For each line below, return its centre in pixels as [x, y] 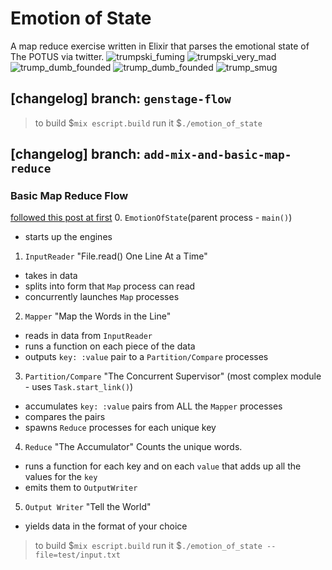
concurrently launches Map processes [102, 297]
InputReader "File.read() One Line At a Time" [116, 256]
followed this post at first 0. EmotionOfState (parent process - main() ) [151, 218]
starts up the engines [68, 237]
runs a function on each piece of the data [110, 346]
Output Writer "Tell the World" [88, 507]
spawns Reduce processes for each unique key [120, 428]
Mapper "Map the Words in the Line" [98, 316]
